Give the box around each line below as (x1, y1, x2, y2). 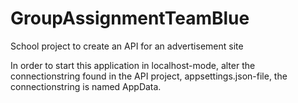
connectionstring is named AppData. (10, 80, 162, 92)
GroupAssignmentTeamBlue (10, 7, 250, 30)
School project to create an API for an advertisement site (10, 40, 244, 52)
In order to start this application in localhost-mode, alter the (10, 59, 256, 71)
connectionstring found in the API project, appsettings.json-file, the (10, 70, 288, 82)
